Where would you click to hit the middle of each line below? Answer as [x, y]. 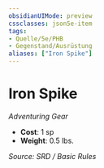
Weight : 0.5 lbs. [47, 140]
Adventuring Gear [39, 116]
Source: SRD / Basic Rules [52, 156]
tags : [17, 31]
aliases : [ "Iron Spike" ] [50, 54]
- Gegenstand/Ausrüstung [50, 46]
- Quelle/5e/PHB [36, 39]
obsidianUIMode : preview [50, 16]
